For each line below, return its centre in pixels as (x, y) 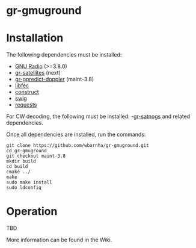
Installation (35, 38)
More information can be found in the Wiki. (59, 240)
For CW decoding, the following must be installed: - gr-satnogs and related (98, 116)
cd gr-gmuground (26, 151)
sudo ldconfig (24, 188)
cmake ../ (19, 172)
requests (26, 105)
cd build (17, 167)
